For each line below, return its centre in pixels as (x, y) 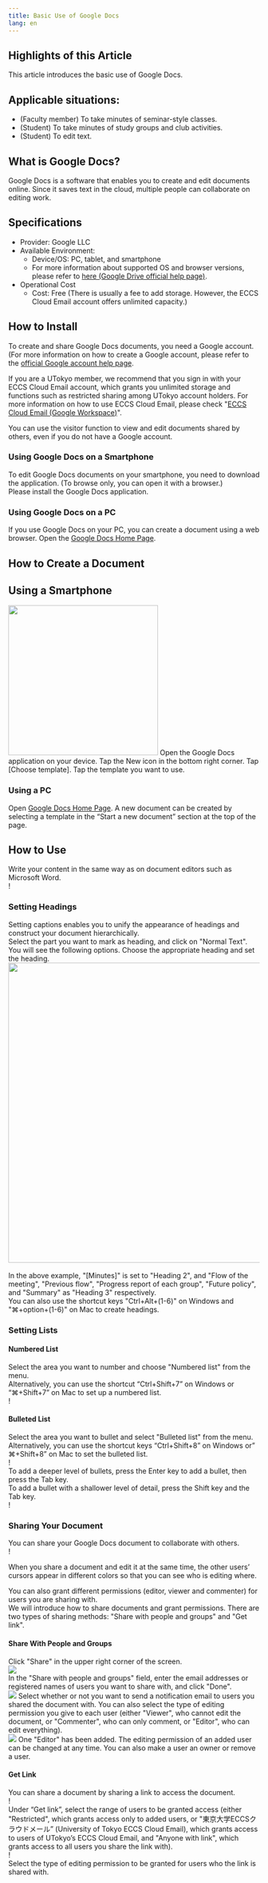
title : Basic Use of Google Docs (64, 16)
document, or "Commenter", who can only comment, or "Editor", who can (129, 1721)
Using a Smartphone (60, 590)
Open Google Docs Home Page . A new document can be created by (120, 808)
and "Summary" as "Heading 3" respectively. (83, 1292)
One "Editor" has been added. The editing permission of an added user (135, 1739)
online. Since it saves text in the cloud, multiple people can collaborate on (129, 189)
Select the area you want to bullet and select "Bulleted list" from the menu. (131, 1437)
